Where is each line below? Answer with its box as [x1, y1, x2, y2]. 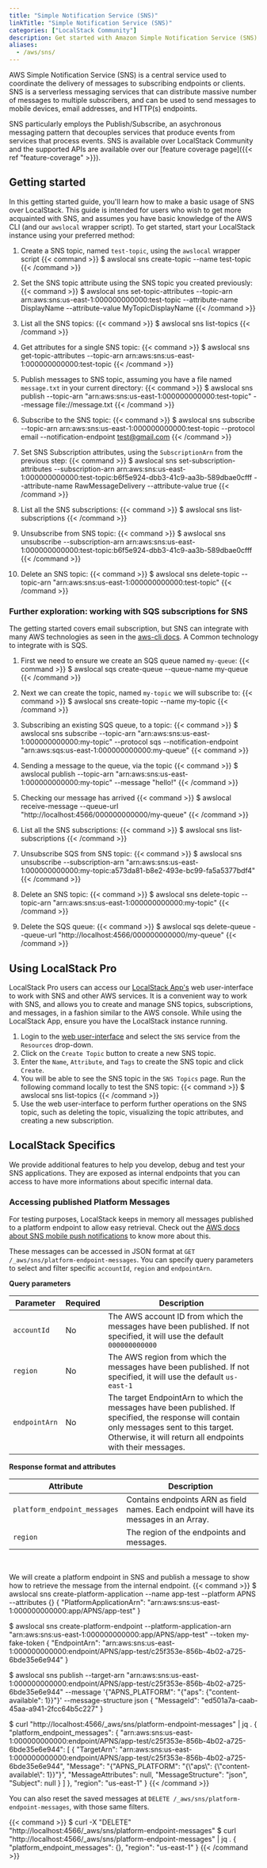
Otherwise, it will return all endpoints [108, 1431, 244, 1443]
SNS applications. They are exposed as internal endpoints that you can [9, 1168, 241, 1177]
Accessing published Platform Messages [9, 1196, 170, 1207]
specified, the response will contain [108, 1412, 240, 1423]
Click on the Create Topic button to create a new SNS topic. [20, 1048, 216, 1058]
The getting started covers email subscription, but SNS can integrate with [9, 623, 249, 634]
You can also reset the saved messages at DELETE [9, 1794, 170, 1803]
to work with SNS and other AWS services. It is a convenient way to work [9, 991, 248, 1001]
